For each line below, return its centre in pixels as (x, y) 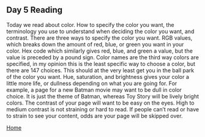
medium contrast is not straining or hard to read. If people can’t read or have (103, 109)
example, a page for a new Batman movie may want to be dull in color (94, 90)
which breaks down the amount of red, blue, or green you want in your (95, 44)
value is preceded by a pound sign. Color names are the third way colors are (102, 57)
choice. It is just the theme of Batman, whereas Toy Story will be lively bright (103, 96)
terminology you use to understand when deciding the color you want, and (100, 31)
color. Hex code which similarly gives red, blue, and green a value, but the (99, 51)
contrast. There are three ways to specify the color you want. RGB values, (99, 38)
